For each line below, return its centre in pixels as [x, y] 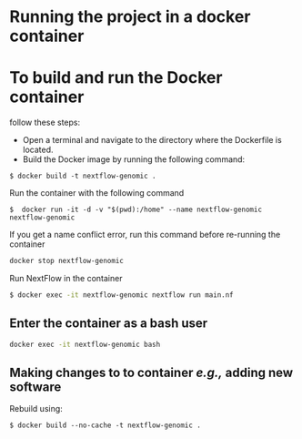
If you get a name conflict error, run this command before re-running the [145, 235]
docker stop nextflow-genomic [67, 261]
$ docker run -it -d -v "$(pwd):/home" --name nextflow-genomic [136, 210]
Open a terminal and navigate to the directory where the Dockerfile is [152, 140]
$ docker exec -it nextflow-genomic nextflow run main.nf [121, 295]
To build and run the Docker [116, 78]
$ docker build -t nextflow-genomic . [83, 176]
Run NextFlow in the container [66, 278]
